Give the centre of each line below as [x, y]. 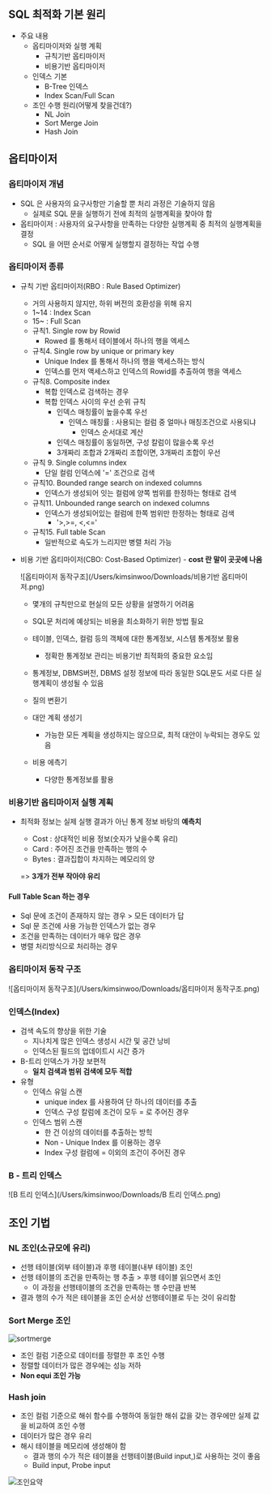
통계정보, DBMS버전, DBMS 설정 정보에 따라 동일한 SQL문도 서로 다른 [142, 672]
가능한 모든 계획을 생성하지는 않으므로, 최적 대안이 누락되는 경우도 [148, 734]
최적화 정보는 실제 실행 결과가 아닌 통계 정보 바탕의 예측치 [111, 822]
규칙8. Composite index [71, 381]
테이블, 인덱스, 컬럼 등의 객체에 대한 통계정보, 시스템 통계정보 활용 [135, 638]
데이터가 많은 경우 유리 [56, 1436]
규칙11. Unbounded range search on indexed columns [121, 503]
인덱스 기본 [49, 76]
